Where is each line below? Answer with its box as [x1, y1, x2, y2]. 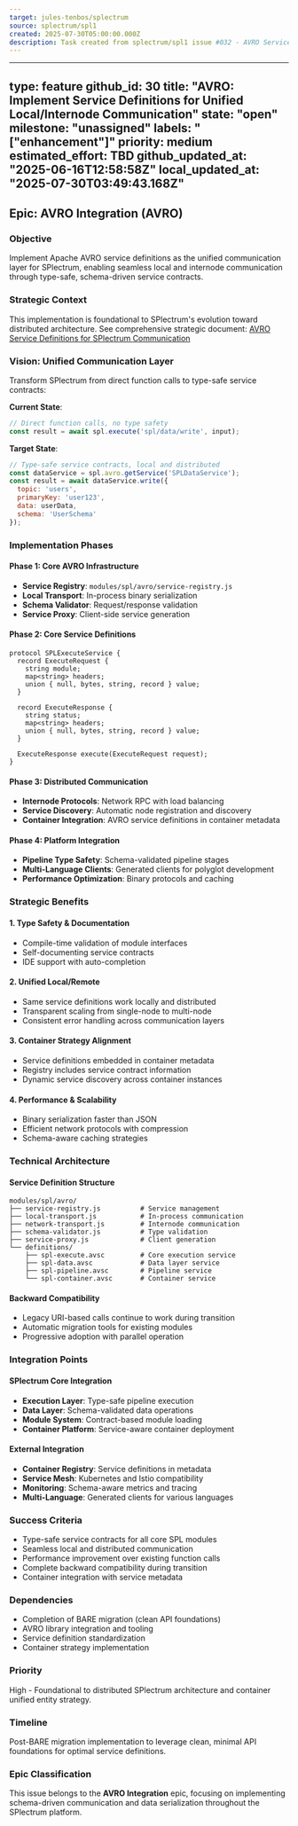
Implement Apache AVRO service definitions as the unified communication [9, 253, 282, 263]
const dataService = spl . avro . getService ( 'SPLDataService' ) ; [9, 468, 240, 477]
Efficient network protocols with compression [21, 1124, 189, 1134]
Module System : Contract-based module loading [21, 1414, 202, 1424]
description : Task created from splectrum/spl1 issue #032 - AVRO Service [9, 37, 292, 47]
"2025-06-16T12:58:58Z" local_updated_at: [9, 161, 260, 177]
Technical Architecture [9, 1155, 111, 1167]
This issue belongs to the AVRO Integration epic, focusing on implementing [9, 1788, 286, 1799]
